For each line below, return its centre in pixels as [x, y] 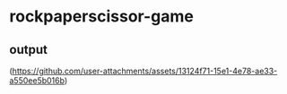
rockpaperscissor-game [102, 17]
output [28, 50]
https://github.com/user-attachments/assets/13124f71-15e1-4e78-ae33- [145, 71]
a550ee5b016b [37, 81]
